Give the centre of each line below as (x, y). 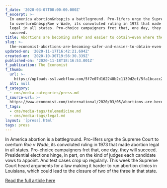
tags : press (17, 125)
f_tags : (13, 107)
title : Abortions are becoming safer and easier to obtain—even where (80, 38)
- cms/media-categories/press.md (44, 93)
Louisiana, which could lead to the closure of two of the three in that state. (81, 171)
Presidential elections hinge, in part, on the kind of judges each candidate (81, 155)
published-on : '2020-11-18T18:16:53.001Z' (50, 61)
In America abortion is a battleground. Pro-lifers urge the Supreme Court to (82, 139)
